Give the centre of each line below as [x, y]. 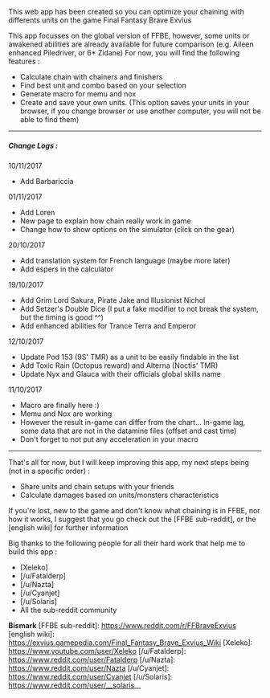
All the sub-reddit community [68, 610]
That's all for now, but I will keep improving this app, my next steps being [129, 462]
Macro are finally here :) [59, 405]
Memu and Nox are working [66, 414]
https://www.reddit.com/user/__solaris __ [75, 685]
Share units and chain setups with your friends [97, 486]
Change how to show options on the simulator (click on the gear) [127, 229]
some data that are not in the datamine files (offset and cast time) [128, 431]
